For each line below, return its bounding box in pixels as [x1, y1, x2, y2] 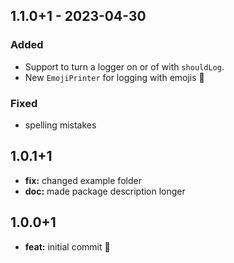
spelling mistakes [24, 119, 97, 131]
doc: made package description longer [24, 185, 186, 197]
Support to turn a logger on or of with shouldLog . [24, 60, 225, 73]
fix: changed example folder [24, 174, 142, 186]
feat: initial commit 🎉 [24, 240, 111, 253]
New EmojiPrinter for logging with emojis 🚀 [24, 71, 205, 83]
